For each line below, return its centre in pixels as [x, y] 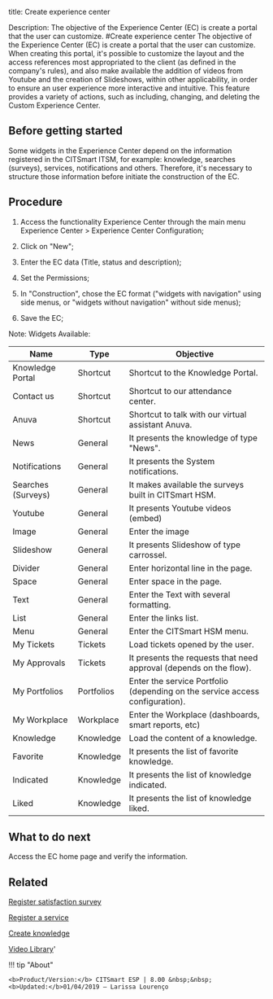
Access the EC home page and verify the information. [98, 857]
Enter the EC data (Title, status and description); [101, 262]
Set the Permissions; [55, 278]
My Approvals [39, 663]
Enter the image [159, 531]
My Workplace [40, 720]
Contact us [33, 396]
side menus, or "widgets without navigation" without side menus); [130, 302]
